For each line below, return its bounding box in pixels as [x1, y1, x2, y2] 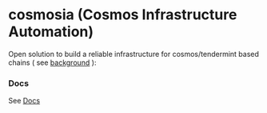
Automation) [8, 22, 94, 41]
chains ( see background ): [8, 58, 97, 67]
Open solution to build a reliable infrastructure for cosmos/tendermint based [8, 49, 260, 59]
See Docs [8, 96, 41, 106]
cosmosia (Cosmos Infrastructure [8, 6, 237, 24]
